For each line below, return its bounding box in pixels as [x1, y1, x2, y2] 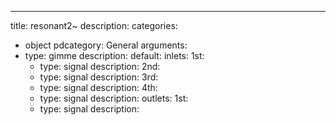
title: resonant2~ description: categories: [10, 20, 178, 31]
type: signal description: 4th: [39, 82, 158, 93]
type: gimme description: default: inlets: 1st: [24, 50, 205, 61]
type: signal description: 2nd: [39, 61, 161, 72]
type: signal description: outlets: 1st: [39, 92, 189, 104]
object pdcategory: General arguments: [24, 39, 188, 51]
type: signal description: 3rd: [39, 71, 159, 83]
